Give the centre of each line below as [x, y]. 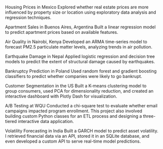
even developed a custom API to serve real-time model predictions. [73, 141]
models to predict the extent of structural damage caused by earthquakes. [80, 62]
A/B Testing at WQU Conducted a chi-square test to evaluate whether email [81, 106]
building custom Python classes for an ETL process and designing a [73, 116]
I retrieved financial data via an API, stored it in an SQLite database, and [77, 136]
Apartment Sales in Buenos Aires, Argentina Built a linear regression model [80, 27]
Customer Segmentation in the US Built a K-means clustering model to [76, 86]
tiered [11, 121]
